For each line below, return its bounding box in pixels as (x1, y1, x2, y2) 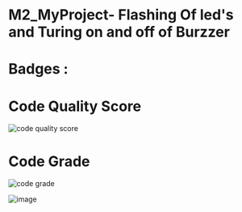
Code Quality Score (8, 97, 142, 115)
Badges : (8, 60, 69, 78)
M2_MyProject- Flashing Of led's (8, 6, 234, 24)
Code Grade (8, 152, 90, 171)
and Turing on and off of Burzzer (8, 23, 230, 41)
